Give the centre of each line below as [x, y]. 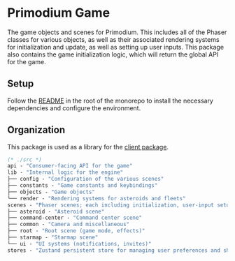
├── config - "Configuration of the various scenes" [86, 179]
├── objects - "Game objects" [51, 192]
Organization [36, 130]
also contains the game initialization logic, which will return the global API [113, 54]
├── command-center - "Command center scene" [74, 218]
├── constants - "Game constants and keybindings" [83, 186]
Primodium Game [59, 13]
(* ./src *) [24, 159]
